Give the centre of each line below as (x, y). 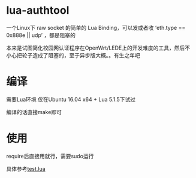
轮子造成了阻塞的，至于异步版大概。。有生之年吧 (81, 55)
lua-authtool (38, 10)
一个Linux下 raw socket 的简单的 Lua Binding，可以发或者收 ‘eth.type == (96, 27)
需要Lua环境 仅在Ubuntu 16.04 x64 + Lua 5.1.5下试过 (71, 99)
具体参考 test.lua (26, 168)
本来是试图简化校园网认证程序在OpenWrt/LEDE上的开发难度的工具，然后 (96, 48)
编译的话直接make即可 (34, 112)
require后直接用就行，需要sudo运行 (50, 156)
